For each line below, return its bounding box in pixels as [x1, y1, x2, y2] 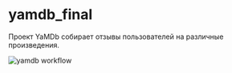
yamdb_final [8, 6, 93, 24]
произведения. [8, 40, 60, 49]
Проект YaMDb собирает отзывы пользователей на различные [8, 32, 224, 41]
